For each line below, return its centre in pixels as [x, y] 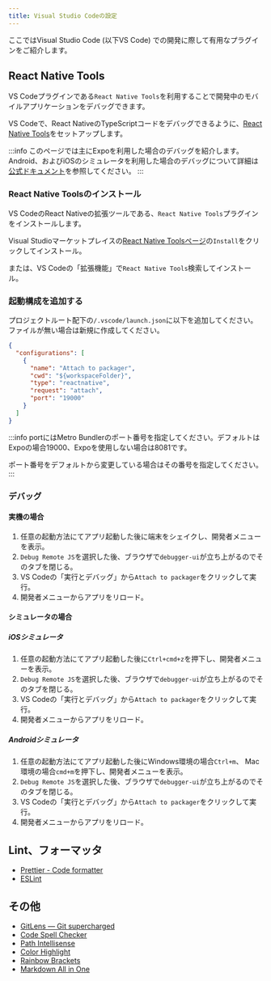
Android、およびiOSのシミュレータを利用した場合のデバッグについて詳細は [133, 161]
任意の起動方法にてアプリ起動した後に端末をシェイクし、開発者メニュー [140, 536]
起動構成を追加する [46, 301]
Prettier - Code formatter [61, 870]
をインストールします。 [47, 223]
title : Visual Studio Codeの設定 [63, 16]
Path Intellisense [47, 943]
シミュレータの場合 [40, 617]
